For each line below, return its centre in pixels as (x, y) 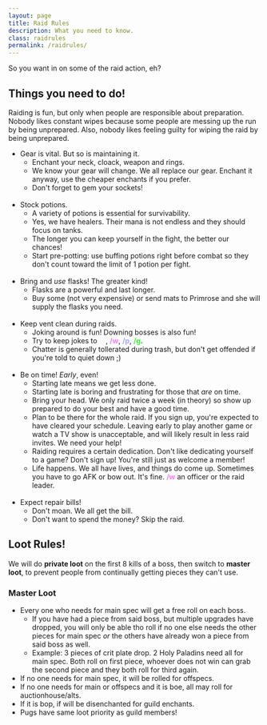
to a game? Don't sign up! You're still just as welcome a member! (138, 459)
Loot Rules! (37, 545)
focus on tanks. (57, 230)
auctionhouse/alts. (50, 695)
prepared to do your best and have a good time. (110, 408)
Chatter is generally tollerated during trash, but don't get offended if (143, 349)
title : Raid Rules (39, 23)
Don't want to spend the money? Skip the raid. (108, 519)
